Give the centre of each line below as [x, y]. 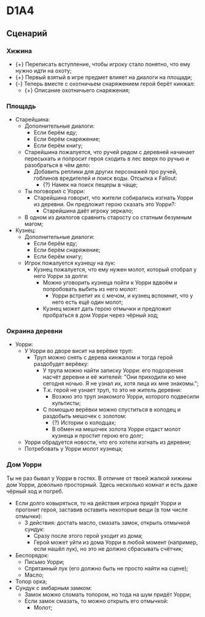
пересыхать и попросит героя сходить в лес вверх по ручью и [106, 159]
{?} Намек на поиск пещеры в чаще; [90, 185]
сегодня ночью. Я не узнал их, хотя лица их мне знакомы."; [121, 384]
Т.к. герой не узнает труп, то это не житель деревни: [112, 390]
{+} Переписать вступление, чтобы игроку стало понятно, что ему [103, 64]
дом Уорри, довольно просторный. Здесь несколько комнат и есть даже [102, 484]
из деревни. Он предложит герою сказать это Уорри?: [105, 204]
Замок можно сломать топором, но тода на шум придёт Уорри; [108, 594]
